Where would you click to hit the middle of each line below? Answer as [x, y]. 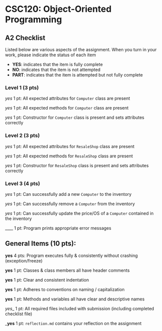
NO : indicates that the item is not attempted [56, 70]
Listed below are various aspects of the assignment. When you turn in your [81, 50]
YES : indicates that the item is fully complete [57, 64]
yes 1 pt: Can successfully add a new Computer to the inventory [68, 194]
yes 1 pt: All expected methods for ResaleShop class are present [69, 156]
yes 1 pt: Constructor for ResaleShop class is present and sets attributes [77, 165]
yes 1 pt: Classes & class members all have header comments [67, 270]
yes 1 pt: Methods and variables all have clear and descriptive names [75, 299]
